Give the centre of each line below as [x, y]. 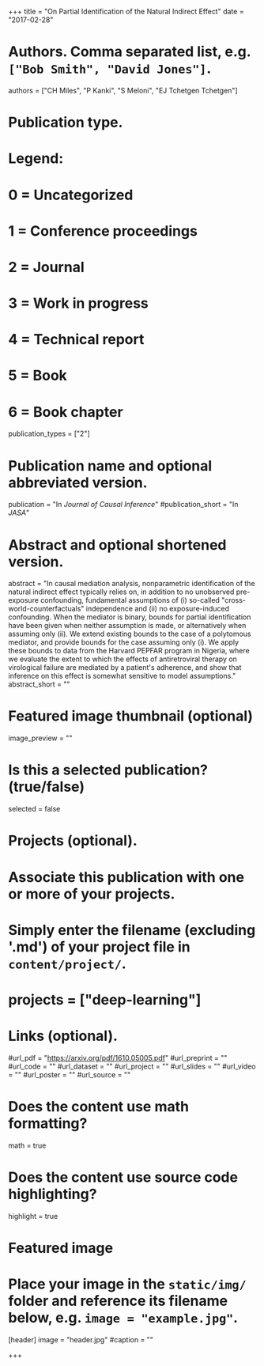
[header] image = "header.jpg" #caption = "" [81, 1339]
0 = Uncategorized [71, 195]
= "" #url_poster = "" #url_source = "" [70, 1074]
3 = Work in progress [78, 303]
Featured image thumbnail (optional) [131, 716]
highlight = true [33, 1216]
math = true [27, 1145]
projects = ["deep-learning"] [105, 999]
